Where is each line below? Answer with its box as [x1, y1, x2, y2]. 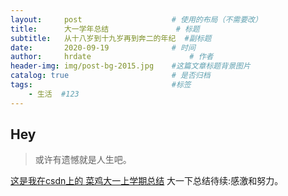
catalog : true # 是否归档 [10, 71, 211, 81]
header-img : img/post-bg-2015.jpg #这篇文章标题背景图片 [10, 61, 251, 71]
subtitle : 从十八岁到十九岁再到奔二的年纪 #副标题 [10, 33, 212, 43]
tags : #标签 [10, 80, 192, 90]
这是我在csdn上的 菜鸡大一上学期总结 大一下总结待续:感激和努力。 [10, 175, 284, 187]
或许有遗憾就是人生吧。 [34, 154, 132, 166]
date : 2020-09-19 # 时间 [10, 42, 196, 53]
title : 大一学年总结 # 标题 [10, 24, 200, 34]
